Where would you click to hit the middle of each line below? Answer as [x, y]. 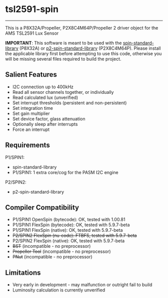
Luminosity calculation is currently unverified [59, 290]
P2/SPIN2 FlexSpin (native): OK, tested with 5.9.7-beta [68, 241]
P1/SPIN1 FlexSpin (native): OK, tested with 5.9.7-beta [67, 230]
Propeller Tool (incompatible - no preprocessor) [61, 251]
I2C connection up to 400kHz [43, 87]
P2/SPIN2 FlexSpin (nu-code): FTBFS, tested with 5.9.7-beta [74, 236]
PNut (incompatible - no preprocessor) [52, 257]
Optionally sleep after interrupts [45, 124]
